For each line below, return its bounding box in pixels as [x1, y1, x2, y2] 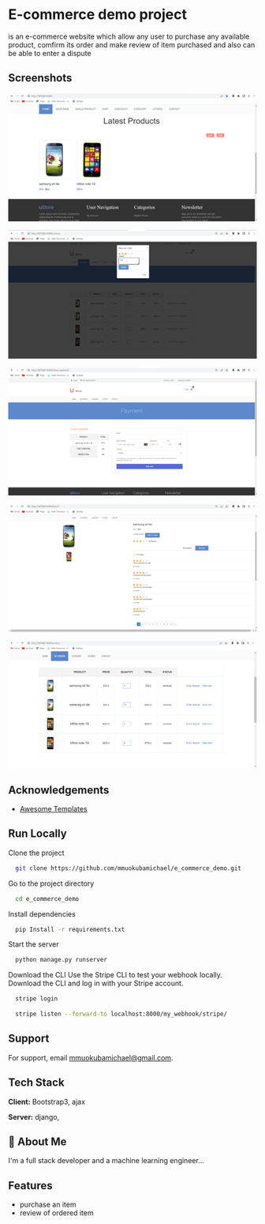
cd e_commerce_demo [15, 894, 80, 902]
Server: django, [8, 1112, 60, 1121]
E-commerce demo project [8, 6, 188, 24]
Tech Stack [8, 1076, 65, 1090]
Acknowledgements [8, 783, 110, 797]
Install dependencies [8, 909, 77, 918]
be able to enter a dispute [8, 48, 92, 58]
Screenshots [8, 71, 73, 85]
